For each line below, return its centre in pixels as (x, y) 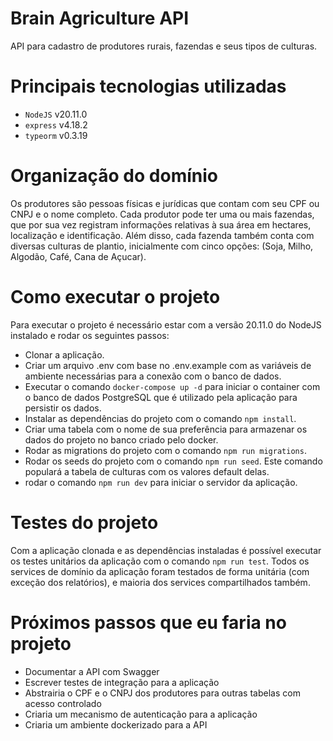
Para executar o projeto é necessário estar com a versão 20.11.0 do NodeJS (166, 324)
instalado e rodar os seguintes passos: (90, 335)
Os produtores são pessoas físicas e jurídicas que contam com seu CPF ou (165, 203)
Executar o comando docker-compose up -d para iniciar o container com (172, 386)
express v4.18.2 (56, 124)
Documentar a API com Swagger (92, 671)
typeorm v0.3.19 (56, 135)
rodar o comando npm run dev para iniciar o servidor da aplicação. (161, 482)
